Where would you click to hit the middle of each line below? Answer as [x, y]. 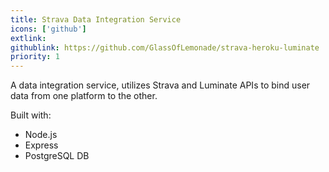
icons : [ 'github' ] [48, 29]
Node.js [41, 135]
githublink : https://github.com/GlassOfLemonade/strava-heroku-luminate [165, 47]
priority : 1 [35, 57]
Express [41, 145]
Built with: [31, 115]
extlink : [28, 38]
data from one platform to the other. [84, 96]
